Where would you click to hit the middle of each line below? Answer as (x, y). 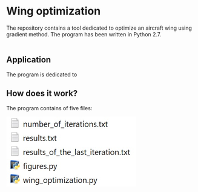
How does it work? (42, 94)
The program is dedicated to (42, 74)
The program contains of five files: (49, 108)
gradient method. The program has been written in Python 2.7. (84, 34)
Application (29, 60)
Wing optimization (54, 11)
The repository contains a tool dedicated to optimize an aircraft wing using (99, 28)
